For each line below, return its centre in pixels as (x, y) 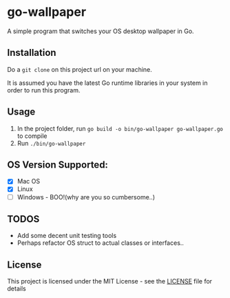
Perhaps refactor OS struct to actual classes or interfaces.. (101, 243)
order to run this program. (44, 90)
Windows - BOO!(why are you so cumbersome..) (86, 197)
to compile (32, 136)
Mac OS (28, 181)
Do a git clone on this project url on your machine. (80, 69)
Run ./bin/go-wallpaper (51, 143)
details (17, 289)
